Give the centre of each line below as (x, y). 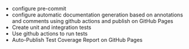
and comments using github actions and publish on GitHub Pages (92, 21)
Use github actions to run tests (50, 34)
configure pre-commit (39, 9)
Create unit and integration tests (51, 27)
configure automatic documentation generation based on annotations (97, 15)
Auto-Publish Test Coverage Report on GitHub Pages (77, 40)
